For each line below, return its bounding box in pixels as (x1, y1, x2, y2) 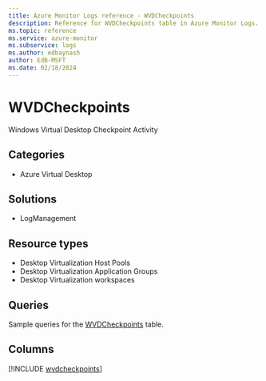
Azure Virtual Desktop (19, 169, 93, 178)
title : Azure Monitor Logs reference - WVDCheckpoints (8, 11, 195, 20)
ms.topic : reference (8, 26, 77, 34)
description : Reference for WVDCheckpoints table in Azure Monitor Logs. (8, 19, 260, 27)
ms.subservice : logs (8, 42, 77, 50)
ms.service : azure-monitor (8, 34, 98, 42)
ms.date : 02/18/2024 (8, 64, 77, 72)
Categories (8, 148, 66, 162)
